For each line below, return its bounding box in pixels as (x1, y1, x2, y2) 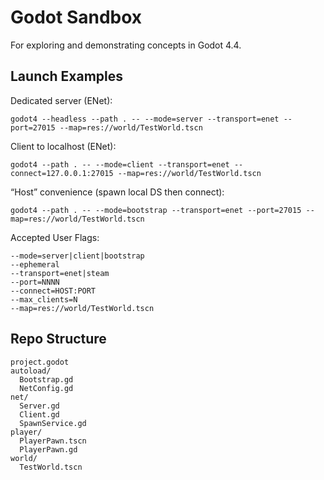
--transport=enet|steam (10, 268, 110, 278)
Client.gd (19, 409, 60, 420)
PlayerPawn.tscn (19, 436, 87, 446)
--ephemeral (10, 259, 60, 270)
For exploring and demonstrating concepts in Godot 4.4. (10, 39, 242, 51)
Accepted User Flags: (10, 231, 100, 243)
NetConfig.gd (19, 383, 74, 393)
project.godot (10, 357, 70, 367)
